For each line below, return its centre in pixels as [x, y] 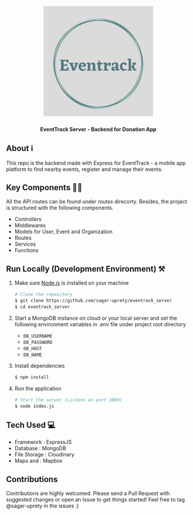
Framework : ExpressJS [43, 442]
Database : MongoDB [40, 448]
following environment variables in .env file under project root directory [100, 324]
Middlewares [30, 225]
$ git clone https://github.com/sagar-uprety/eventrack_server [93, 301]
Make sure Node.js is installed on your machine [72, 283]
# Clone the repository [44, 294]
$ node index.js [34, 406]
